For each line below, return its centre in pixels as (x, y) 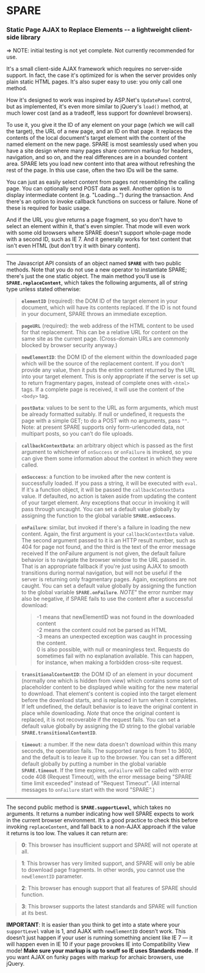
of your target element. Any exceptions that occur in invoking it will (105, 503)
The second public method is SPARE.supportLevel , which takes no (89, 807)
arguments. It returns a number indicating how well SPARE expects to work (100, 814)
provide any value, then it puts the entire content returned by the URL (108, 370)
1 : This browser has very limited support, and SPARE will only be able (108, 863)
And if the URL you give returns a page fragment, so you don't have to (95, 220)
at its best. (34, 913)
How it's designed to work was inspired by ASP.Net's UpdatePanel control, (99, 100)
